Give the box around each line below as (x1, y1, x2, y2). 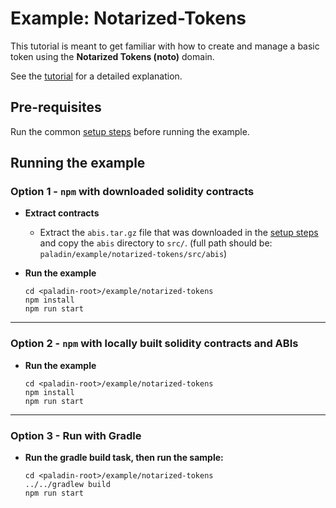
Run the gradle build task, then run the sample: (24, 452, 224, 464)
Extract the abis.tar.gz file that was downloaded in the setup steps (39, 227, 319, 239)
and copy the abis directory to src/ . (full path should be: (39, 237, 273, 249)
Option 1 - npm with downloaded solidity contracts (10, 185, 255, 199)
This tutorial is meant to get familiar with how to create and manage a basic (10, 40, 320, 52)
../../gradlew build (24, 480, 111, 490)
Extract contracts (24, 207, 100, 219)
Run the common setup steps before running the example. (10, 125, 250, 137)
